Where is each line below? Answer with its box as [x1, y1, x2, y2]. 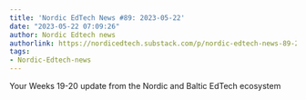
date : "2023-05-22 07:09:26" [9, 22, 120, 31]
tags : [9, 47, 30, 56]
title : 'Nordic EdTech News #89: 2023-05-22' [9, 13, 185, 23]
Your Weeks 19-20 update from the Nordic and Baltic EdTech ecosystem [9, 81, 281, 91]
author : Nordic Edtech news [9, 30, 117, 39]
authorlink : [9, 38, 55, 48]
